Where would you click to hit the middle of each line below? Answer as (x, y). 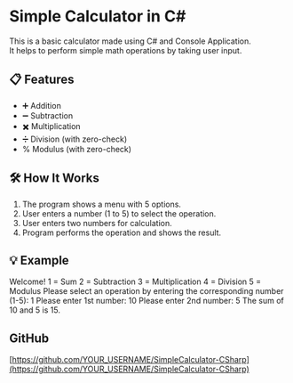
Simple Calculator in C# (98, 16)
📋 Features (42, 80)
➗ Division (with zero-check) (74, 139)
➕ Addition (42, 105)
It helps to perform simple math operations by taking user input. (126, 50)
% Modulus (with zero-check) (76, 149)
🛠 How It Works (55, 179)
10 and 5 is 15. (35, 310)
